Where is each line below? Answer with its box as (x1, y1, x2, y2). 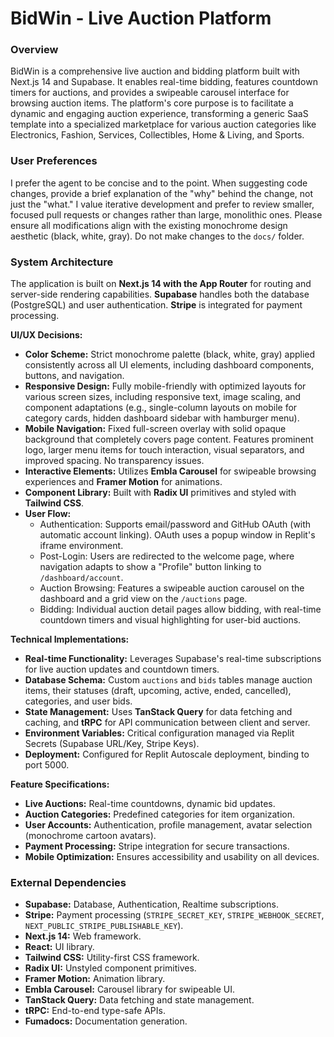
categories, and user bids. (24, 695, 133, 707)
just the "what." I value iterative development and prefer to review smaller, (10, 198, 315, 210)
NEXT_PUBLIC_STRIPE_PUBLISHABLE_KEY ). (24, 920, 184, 932)
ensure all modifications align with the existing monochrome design (10, 219, 288, 231)
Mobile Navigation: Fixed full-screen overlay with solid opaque (24, 423, 287, 435)
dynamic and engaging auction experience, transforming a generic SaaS (10, 108, 309, 120)
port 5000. (24, 759, 70, 771)
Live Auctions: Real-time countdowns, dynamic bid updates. (24, 798, 276, 810)
